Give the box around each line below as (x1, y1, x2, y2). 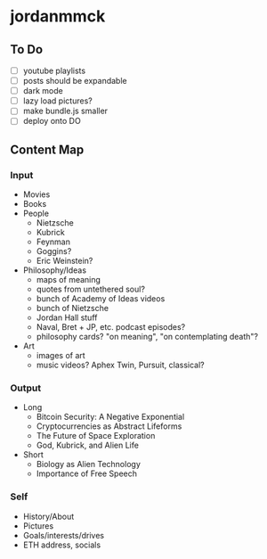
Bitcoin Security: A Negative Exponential (36, 412, 185, 423)
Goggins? (36, 246, 72, 257)
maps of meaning (36, 275, 101, 285)
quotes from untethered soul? (36, 284, 146, 295)
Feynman (36, 236, 70, 247)
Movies (22, 189, 51, 200)
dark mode (22, 86, 63, 96)
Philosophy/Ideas (22, 265, 87, 275)
